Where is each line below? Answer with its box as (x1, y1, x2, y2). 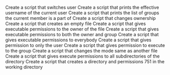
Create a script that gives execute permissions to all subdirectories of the (5, 53, 160, 59)
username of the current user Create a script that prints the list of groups (5, 10, 160, 16)
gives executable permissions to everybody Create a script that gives (5, 37, 152, 43)
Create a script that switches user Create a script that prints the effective (5, 5, 159, 10)
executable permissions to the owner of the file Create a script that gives (5, 26, 159, 32)
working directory (5, 64, 43, 70)
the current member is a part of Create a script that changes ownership (5, 15, 156, 21)
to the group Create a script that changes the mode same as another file (5, 48, 158, 54)
